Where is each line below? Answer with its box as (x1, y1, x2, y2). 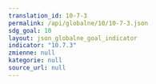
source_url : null (8, 64, 66, 72)
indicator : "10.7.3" (8, 42, 78, 50)
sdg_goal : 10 (8, 26, 52, 34)
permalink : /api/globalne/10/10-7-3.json (8, 19, 149, 27)
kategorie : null (8, 57, 62, 65)
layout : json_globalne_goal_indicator (8, 34, 138, 42)
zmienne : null (8, 49, 56, 57)
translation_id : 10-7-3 (8, 11, 88, 20)
